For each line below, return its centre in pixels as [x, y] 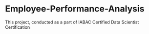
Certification [18, 27]
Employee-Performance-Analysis [75, 9]
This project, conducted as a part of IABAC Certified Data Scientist [72, 22]
